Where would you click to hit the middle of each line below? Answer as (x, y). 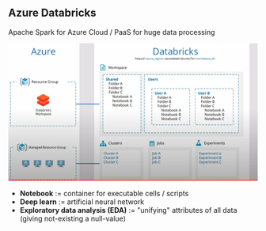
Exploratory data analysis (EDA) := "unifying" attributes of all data (128, 210)
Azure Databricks (52, 13)
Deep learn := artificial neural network (82, 202)
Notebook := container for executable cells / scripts (104, 193)
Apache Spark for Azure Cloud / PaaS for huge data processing (112, 32)
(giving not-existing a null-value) (73, 218)
